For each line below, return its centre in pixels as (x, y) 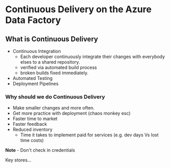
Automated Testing (33, 78)
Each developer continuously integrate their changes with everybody (93, 57)
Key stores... (18, 160)
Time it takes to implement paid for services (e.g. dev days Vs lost (89, 135)
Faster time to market (35, 119)
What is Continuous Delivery (52, 39)
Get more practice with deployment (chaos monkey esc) (72, 114)
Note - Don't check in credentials (40, 150)
